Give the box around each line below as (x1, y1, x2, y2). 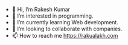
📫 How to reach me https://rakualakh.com (11, 32, 118, 39)
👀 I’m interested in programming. (11, 12, 94, 19)
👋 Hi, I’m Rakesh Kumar (11, 6, 71, 13)
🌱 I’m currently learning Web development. (11, 19, 119, 26)
